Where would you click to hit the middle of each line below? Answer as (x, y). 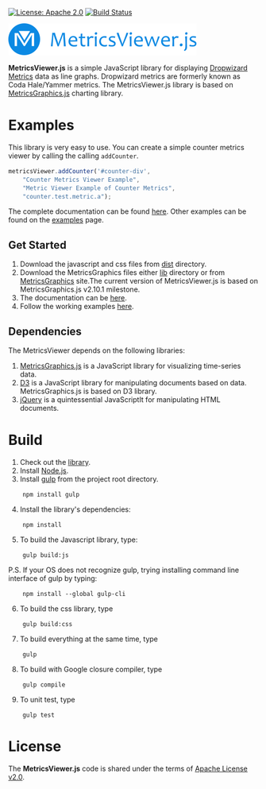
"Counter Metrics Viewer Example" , (81, 180)
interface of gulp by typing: (53, 578)
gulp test (39, 715)
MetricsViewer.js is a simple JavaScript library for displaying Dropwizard (128, 68)
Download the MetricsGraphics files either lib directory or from (122, 273)
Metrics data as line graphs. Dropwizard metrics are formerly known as (124, 76)
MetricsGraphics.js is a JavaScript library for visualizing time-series (130, 366)
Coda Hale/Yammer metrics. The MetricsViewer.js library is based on (121, 85)
